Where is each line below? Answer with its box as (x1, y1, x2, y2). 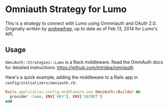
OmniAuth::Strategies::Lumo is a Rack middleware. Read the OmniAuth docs (5, 59, 163, 65)
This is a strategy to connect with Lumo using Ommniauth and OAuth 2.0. (5, 20, 157, 26)
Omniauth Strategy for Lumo (5, 4, 127, 15)
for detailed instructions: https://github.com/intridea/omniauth (5, 64, 134, 70)
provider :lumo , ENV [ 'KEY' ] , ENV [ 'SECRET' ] (10, 94, 102, 99)
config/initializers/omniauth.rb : (5, 79, 76, 85)
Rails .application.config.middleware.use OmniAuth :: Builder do (5, 89, 141, 94)
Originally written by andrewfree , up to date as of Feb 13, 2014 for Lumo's (5, 25, 157, 31)
